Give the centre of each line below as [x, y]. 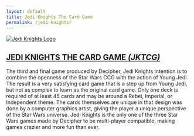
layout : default [26, 11]
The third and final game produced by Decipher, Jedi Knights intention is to [97, 71]
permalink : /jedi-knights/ [39, 22]
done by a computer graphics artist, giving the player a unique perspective [96, 109]
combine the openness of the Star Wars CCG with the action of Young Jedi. [97, 78]
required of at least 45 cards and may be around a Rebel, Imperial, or [89, 96]
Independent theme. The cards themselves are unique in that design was [94, 102]
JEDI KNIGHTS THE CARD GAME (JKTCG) [83, 57]
